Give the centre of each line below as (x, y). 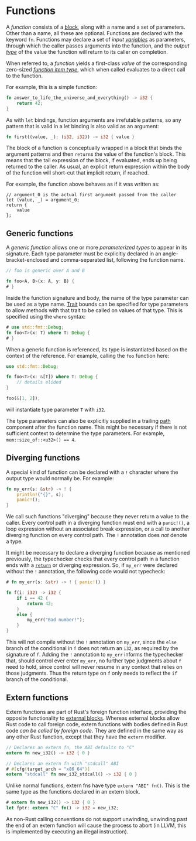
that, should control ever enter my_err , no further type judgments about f (94, 661)
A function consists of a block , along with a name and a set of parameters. (96, 27)
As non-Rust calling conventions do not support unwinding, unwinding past (97, 819)
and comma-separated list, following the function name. (118, 260)
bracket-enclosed (27, 260)
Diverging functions (43, 458)
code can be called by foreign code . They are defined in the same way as (95, 730)
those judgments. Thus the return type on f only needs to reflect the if (92, 673)
